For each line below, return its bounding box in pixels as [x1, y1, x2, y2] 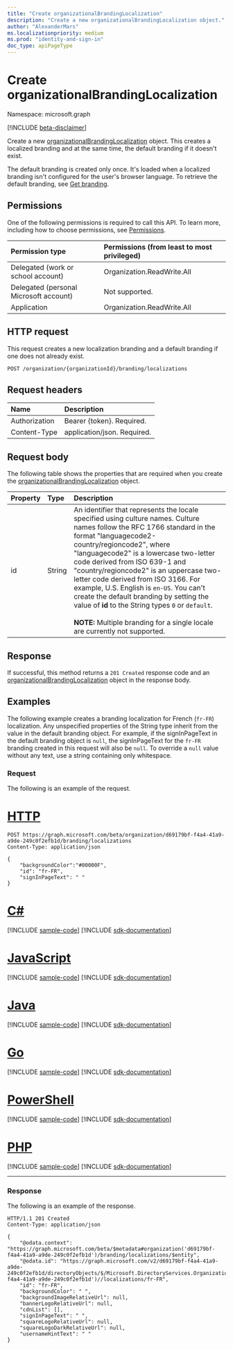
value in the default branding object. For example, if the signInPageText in [7, 729, 218, 737]
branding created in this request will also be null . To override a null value [7, 744, 219, 752]
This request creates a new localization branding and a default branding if [7, 344, 218, 352]
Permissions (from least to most [103, 242, 213, 252]
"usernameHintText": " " [19, 1330, 92, 1338]
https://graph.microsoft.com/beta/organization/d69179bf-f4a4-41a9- [22, 832, 225, 839]
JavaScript [7, 950, 71, 966]
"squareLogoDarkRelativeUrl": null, [19, 1324, 126, 1331]
